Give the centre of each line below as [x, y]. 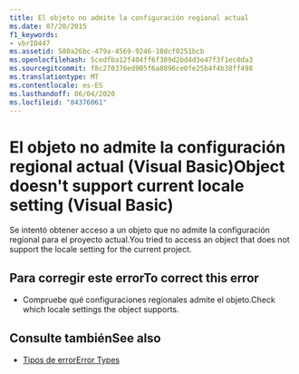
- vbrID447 [30, 43]
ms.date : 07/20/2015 [48, 26]
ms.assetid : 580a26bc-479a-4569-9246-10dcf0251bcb [107, 52]
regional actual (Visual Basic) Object [147, 167]
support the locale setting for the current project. [101, 250]
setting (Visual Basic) [92, 205]
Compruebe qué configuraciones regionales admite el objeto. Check [149, 300]
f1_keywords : [34, 34]
